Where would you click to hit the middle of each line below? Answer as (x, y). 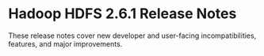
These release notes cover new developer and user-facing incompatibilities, (132, 35)
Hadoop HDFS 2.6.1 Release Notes (122, 14)
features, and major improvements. (65, 43)
